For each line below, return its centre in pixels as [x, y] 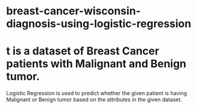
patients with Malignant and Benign [96, 64]
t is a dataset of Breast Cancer [83, 51]
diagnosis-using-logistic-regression [99, 24]
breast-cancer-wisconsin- [74, 11]
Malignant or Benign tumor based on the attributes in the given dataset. [94, 99]
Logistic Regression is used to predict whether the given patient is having [97, 93]
